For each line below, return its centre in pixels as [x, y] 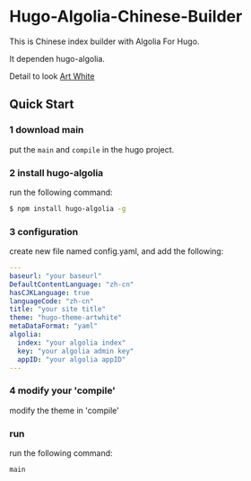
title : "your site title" [57, 310]
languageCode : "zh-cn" [52, 301]
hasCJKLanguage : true [50, 293]
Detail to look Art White [52, 76]
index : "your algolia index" [72, 343]
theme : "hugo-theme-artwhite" [66, 318]
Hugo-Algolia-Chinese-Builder [126, 17]
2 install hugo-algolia [56, 172]
